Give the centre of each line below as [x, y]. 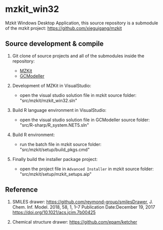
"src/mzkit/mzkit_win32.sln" [49, 100]
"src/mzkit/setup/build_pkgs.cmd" [55, 150]
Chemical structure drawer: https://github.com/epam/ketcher [75, 222]
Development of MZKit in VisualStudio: [52, 85]
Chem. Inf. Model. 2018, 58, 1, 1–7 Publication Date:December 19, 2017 [83, 207]
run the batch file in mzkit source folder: [60, 144]
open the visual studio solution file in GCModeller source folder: [85, 120]
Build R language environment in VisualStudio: [59, 110]
